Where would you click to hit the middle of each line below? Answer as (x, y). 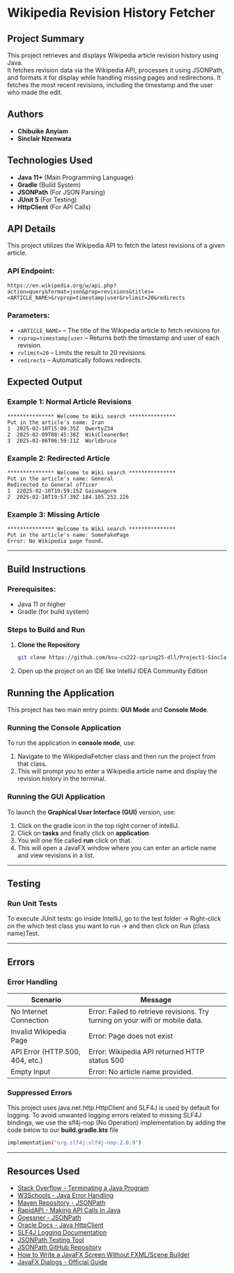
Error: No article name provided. (141, 1071)
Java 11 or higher (41, 604)
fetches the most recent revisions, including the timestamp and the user (110, 85)
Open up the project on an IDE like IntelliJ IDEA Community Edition (112, 671)
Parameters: (29, 315)
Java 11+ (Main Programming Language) (75, 177)
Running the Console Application (64, 728)
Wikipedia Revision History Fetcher (111, 13)
